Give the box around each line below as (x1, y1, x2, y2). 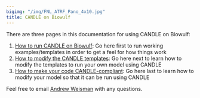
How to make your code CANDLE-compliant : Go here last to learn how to (14, 67, 194, 74)
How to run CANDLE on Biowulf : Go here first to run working (14, 42, 164, 49)
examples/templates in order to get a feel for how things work (14, 48, 167, 55)
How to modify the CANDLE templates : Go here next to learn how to (14, 55, 182, 62)
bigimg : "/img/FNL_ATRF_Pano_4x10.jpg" (6, 8, 106, 15)
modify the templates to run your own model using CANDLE (14, 61, 162, 68)
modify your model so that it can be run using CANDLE (14, 74, 150, 81)
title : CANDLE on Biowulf (6, 14, 70, 20)
